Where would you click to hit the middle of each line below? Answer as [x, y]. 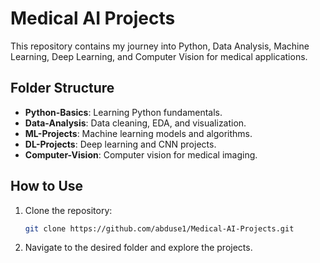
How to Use [47, 186]
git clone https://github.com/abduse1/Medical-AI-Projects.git [159, 228]
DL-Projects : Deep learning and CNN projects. [120, 144]
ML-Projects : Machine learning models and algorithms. [138, 133]
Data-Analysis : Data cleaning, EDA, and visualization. [135, 123]
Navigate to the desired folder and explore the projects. [138, 248]
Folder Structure [62, 88]
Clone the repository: [68, 210]
